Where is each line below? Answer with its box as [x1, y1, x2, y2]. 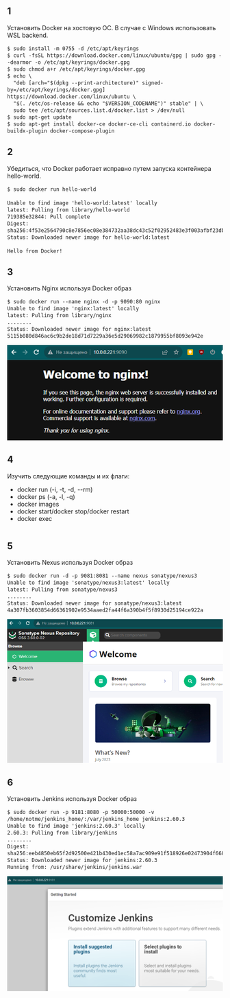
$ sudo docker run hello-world [7, 185, 97, 193]
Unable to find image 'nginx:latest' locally [7, 305, 139, 312]
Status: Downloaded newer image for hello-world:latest [7, 233, 170, 241]
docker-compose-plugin [50, 127, 115, 135]
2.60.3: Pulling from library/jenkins [7, 830, 118, 837]
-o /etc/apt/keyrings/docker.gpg [34, 58, 130, 66]
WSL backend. [7, 31, 49, 39]
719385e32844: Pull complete [7, 213, 90, 220]
